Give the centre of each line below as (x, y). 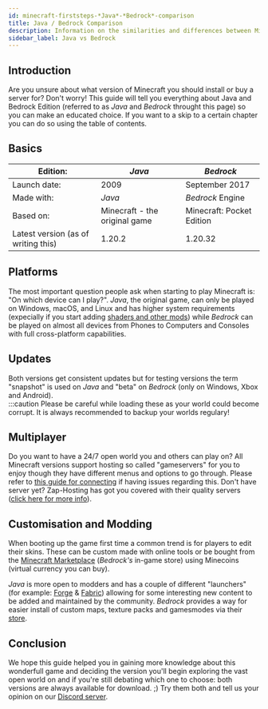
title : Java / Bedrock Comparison (66, 23)
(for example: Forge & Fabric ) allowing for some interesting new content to (130, 593)
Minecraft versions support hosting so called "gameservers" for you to (124, 465)
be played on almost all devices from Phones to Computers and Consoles (129, 325)
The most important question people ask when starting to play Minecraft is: (132, 291)
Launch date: (37, 185)
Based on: (31, 215)
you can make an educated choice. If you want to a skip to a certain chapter (133, 115)
